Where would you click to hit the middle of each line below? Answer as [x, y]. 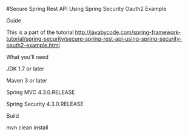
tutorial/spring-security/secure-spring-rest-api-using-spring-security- [94, 39]
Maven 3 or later [27, 80]
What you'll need [27, 57]
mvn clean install [27, 127]
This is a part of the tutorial [40, 32]
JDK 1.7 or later [25, 69]
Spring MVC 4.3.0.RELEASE [41, 92]
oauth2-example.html [33, 45]
